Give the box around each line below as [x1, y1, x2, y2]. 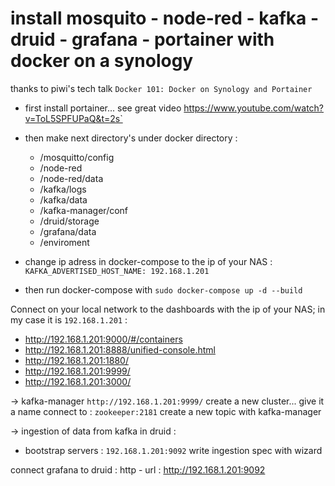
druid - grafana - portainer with [10, 28, 275, 51]
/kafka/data [39, 193, 88, 206]
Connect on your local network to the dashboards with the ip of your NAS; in [10, 303, 326, 315]
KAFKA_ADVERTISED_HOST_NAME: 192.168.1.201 [24, 266, 210, 276]
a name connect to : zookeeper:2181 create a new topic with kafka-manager [10, 405, 322, 417]
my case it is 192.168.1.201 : [10, 313, 128, 326]
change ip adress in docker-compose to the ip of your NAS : [24, 255, 273, 267]
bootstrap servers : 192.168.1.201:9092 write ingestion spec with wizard [24, 444, 323, 456]
